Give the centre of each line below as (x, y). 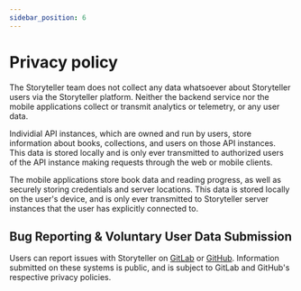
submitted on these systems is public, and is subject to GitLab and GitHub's (150, 268)
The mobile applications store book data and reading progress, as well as (146, 179)
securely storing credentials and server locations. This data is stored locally (150, 189)
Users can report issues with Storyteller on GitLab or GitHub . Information (144, 259)
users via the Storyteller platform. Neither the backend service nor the (139, 96)
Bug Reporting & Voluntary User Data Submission (151, 236)
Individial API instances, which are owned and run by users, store (131, 133)
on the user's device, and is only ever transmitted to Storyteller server (139, 198)
